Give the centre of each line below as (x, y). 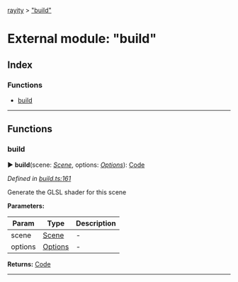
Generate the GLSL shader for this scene (67, 192)
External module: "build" (82, 39)
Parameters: (26, 206)
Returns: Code (29, 264)
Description (96, 223)
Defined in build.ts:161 (39, 178)
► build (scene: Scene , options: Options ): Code (76, 165)
